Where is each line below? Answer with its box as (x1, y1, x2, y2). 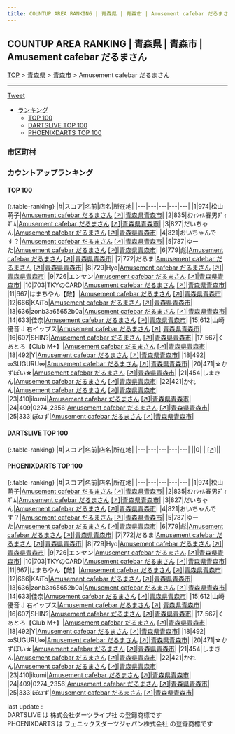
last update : (7, 702, 43, 711)
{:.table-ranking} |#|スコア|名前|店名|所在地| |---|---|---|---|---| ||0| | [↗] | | (7, 445, 221, 454)
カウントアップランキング (7, 168, 93, 178)
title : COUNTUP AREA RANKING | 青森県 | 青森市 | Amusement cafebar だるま (7, 10, 224, 18)
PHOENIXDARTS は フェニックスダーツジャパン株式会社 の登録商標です (7, 719, 213, 728)
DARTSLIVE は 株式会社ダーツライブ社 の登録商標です (7, 710, 162, 719)
